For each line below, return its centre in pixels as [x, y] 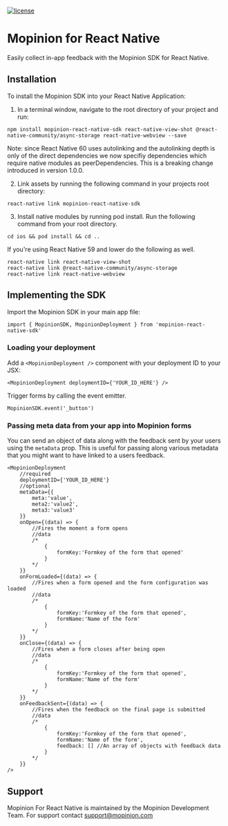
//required [35, 474]
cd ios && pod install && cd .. [54, 236]
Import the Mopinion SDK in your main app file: [74, 311]
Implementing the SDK [57, 295]
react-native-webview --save [145, 135]
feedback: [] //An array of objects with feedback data [139, 746]
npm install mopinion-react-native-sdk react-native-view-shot [100, 129]
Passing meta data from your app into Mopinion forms [99, 425]
